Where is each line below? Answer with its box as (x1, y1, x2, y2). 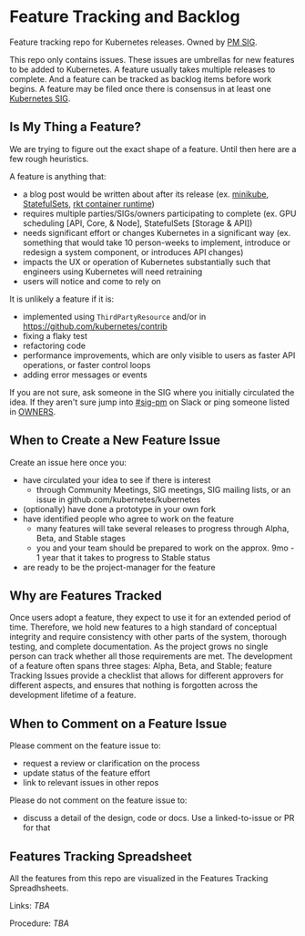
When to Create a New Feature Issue (9, 433, 221, 448)
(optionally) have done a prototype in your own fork (22, 503, 217, 514)
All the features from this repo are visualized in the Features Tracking (9, 873, 269, 883)
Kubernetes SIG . (9, 93, 71, 104)
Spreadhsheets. (9, 882, 69, 893)
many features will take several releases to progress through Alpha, (36, 522, 290, 534)
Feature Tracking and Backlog (9, 6, 240, 27)
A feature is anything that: (9, 170, 107, 181)
